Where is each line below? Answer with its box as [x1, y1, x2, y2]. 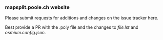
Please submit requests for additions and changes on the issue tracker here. [5, 15, 159, 21]
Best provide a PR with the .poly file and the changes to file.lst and [5, 24, 139, 30]
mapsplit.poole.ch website [5, 4, 70, 11]
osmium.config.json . [5, 30, 46, 36]
